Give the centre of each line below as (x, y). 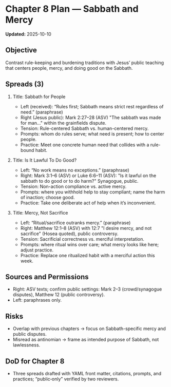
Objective (21, 50)
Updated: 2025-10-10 (28, 34)
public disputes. (30, 334)
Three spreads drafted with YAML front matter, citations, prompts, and (87, 373)
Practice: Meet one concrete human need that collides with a (85, 145)
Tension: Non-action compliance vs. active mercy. (73, 186)
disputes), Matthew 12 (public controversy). (59, 295)
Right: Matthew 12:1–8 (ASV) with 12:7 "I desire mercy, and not (86, 228)
